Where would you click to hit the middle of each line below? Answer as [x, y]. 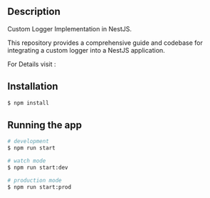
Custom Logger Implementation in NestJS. [70, 28]
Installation [33, 87]
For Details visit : [32, 64]
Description [34, 12]
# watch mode [27, 161]
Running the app [44, 125]
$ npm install [28, 103]
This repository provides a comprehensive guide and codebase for [105, 43]
